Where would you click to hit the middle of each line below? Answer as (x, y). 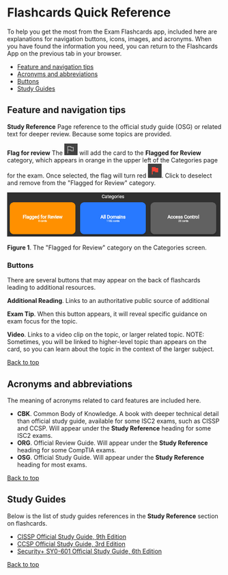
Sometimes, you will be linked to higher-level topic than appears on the (107, 342)
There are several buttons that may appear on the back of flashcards (104, 280)
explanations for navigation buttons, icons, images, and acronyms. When (109, 38)
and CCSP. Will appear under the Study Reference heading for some (114, 428)
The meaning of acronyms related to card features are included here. (104, 401)
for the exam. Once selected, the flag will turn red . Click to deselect (110, 175)
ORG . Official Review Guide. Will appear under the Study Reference (112, 443)
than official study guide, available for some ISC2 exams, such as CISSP (118, 421)
